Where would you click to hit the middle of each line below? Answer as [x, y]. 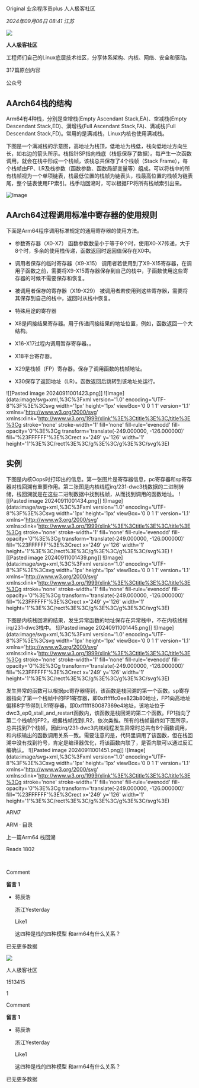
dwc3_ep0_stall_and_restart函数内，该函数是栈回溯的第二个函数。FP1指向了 [99, 713]
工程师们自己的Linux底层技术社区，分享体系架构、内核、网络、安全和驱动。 [98, 58]
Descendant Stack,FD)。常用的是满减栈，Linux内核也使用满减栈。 [87, 134]
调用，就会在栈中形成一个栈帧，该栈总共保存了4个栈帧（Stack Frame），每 [97, 161]
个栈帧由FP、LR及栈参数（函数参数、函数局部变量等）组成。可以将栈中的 [96, 168]
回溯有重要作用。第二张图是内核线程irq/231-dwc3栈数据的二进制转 [103, 486]
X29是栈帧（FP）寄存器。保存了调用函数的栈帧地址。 [80, 369]
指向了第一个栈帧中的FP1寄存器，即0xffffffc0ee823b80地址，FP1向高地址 [101, 698]
